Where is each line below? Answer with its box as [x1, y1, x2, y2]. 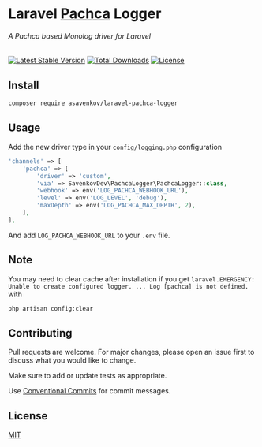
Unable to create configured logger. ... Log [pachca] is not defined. [8, 282, 249, 290]
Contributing [8, 326, 73, 340]
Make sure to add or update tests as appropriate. [8, 371, 167, 381]
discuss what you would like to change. [8, 356, 137, 365]
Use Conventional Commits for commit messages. [8, 386, 171, 396]
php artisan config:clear [8, 304, 93, 312]
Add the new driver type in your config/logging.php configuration [8, 142, 223, 151]
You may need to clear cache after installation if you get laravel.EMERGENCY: [8, 274, 255, 284]
